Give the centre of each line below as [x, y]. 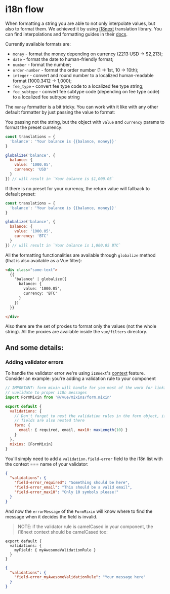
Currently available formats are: [38, 44]
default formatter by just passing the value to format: [60, 112]
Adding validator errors [35, 362]
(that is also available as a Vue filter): [44, 260]
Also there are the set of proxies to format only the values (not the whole [81, 326]
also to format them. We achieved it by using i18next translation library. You [83, 28]
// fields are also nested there [50, 421]
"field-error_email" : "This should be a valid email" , [73, 487]
